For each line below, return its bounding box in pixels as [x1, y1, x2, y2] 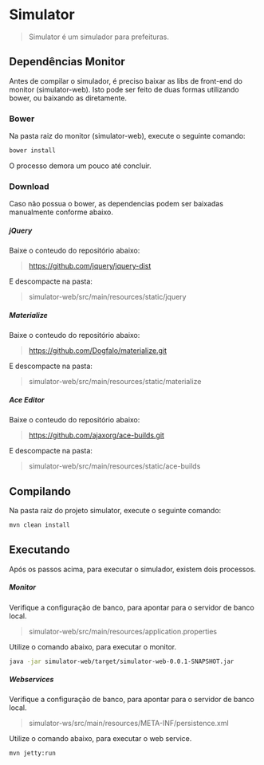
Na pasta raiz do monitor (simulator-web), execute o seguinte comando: [9, 131, 246, 141]
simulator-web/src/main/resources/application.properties [28, 626, 218, 636]
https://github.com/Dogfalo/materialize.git [28, 346, 167, 355]
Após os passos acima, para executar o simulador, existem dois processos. [9, 564, 256, 574]
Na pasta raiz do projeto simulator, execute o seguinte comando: [9, 505, 222, 515]
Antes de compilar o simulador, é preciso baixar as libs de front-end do [9, 76, 242, 85]
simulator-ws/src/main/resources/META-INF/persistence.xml [28, 719, 230, 728]
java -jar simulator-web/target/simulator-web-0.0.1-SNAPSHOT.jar [9, 657, 234, 665]
